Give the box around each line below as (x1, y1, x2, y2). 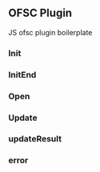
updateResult (8, 134, 62, 145)
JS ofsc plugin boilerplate (8, 27, 93, 37)
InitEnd (8, 69, 37, 80)
